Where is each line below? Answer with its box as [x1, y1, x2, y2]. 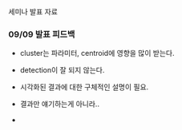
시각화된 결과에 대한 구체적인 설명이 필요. [19, 82, 149, 92]
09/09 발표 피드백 [8, 29, 75, 40]
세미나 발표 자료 [8, 7, 59, 16]
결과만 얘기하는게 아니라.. [19, 99, 100, 109]
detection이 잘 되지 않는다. [19, 65, 105, 75]
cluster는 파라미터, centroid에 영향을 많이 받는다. [19, 49, 175, 58]
